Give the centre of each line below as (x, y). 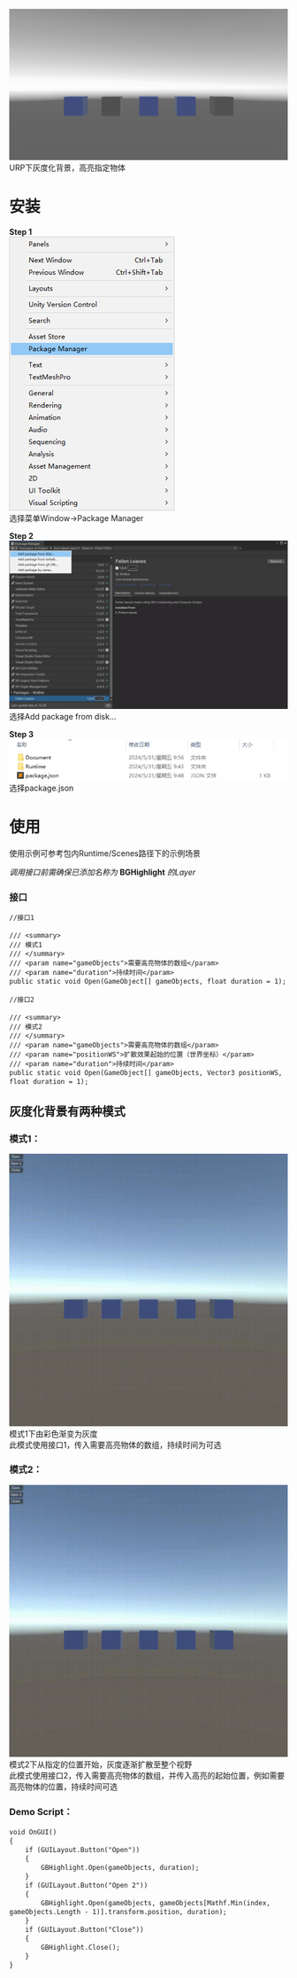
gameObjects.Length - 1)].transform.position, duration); (118, 1912)
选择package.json (42, 788)
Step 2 (21, 536)
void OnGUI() (33, 1832)
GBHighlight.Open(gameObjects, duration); (120, 1867)
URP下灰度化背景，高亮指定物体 (68, 167)
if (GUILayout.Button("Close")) (84, 1929)
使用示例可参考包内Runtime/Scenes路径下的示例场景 (105, 853)
